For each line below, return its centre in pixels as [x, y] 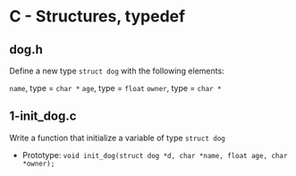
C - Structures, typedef [97, 17]
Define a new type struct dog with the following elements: [117, 71]
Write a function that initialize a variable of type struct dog [117, 138]
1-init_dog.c [43, 117]
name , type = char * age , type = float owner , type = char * [115, 88]
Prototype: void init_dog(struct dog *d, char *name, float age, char [155, 155]
